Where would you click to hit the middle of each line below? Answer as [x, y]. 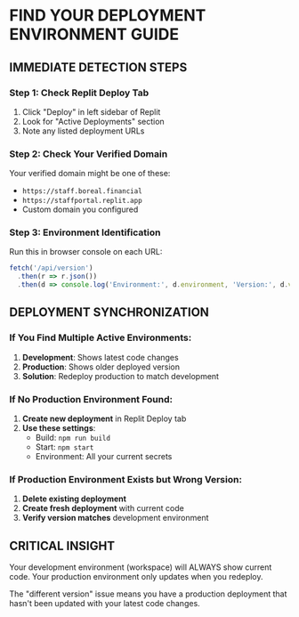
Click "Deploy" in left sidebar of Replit [91, 111]
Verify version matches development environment [115, 518]
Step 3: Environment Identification [85, 232]
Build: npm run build [73, 438]
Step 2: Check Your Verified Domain [89, 154]
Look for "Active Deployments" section [93, 121]
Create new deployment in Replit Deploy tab [104, 418]
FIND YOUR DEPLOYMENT [108, 16]
